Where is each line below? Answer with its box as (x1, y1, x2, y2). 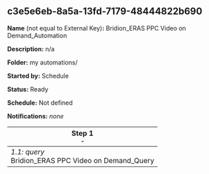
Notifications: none (7, 112, 64, 120)
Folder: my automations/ (7, 58, 78, 67)
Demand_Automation (7, 31, 67, 40)
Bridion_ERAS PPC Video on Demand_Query (10, 155, 155, 165)
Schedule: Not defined (7, 98, 73, 107)
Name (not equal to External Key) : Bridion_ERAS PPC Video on (7, 24, 186, 32)
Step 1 (71, 128, 94, 138)
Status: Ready (7, 85, 49, 93)
